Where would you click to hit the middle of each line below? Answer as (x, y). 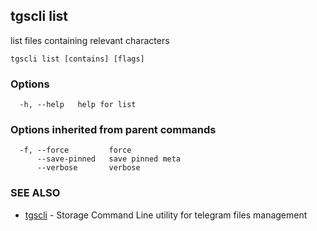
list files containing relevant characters (90, 40)
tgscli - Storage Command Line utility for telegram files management (166, 215)
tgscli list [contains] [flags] (77, 59)
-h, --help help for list (78, 105)
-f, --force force (75, 150)
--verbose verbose (88, 168)
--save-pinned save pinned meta (109, 159)
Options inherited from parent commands (113, 130)
